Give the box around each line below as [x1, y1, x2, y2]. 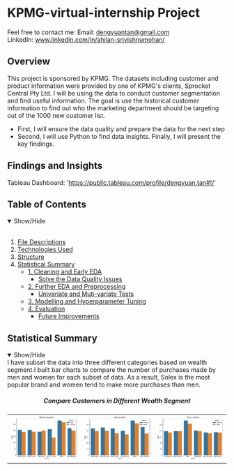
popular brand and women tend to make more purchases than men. [7, 380, 201, 389]
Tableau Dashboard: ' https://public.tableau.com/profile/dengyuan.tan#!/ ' [7, 178, 216, 186]
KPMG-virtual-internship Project [7, 5, 201, 21]
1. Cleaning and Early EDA [27, 267, 102, 276]
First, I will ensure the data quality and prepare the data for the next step [17, 124, 225, 133]
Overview [7, 56, 51, 68]
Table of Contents [7, 198, 87, 210]
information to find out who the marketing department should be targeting [7, 103, 219, 112]
